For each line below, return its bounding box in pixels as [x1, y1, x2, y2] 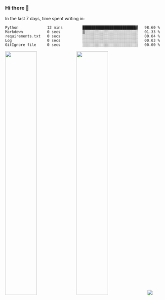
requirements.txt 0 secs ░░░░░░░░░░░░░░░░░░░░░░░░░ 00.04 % [5, 34, 161, 39]
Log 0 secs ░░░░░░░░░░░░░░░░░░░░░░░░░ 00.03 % [5, 38, 161, 43]
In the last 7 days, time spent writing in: [5, 16, 85, 22]
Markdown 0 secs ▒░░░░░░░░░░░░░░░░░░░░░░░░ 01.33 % [5, 30, 161, 35]
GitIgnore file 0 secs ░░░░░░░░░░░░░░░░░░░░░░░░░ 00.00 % [5, 42, 161, 47]
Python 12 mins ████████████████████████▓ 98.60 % [5, 25, 161, 30]
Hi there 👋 [5, 4, 30, 11]
